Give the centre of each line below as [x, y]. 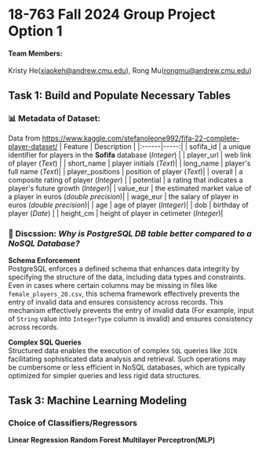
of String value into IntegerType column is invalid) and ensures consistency [131, 319]
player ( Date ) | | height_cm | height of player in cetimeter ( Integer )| [116, 213]
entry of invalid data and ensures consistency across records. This [116, 302]
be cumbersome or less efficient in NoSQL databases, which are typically [127, 367]
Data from [24, 138]
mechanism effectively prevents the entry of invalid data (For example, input [131, 311]
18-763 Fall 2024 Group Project [112, 15]
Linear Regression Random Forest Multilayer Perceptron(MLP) [112, 440]
